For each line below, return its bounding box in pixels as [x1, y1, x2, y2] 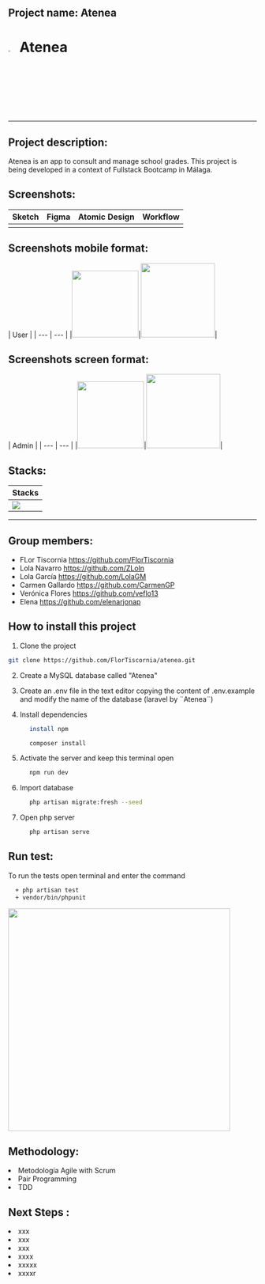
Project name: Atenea [8, 6, 117, 20]
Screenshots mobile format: [8, 241, 148, 256]
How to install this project [8, 620, 136, 634]
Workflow [141, 211, 180, 222]
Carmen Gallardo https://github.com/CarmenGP [19, 581, 175, 589]
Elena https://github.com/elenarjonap [19, 597, 141, 606]
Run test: [8, 850, 54, 863]
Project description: [8, 135, 108, 149]
